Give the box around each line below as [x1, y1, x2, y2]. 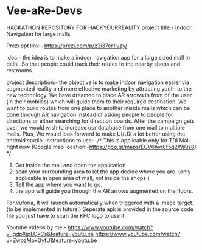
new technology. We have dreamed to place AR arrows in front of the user [6, 91, 192, 99]
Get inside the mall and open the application [15, 161, 126, 168]
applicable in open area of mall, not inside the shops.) [15, 174, 150, 181]
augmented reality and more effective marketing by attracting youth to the [6, 85, 192, 92]
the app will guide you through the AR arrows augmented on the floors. [15, 187, 193, 195]
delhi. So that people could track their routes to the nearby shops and [6, 60, 181, 68]
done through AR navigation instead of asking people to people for [6, 111, 173, 118]
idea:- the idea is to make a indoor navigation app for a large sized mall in [6, 54, 190, 61]
